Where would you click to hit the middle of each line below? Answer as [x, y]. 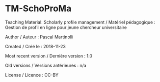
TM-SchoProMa [38, 9]
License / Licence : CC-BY [32, 75]
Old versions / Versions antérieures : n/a [46, 65]
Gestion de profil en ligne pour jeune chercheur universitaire [66, 27]
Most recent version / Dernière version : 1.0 [49, 56]
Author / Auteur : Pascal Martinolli [39, 37]
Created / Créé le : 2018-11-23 [36, 46]
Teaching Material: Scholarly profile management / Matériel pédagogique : [80, 22]
